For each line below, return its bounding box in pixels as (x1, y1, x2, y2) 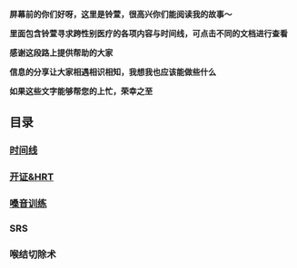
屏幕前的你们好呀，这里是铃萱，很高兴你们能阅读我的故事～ (9, 9, 233, 19)
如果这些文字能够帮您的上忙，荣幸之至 (9, 86, 153, 96)
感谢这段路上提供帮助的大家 (9, 47, 114, 58)
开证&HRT (9, 171, 54, 184)
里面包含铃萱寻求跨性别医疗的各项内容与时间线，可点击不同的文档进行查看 (9, 28, 288, 39)
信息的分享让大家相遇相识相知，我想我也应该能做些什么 (9, 67, 216, 77)
